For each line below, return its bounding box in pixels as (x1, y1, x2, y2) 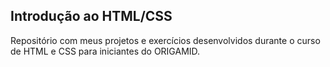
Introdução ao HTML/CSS (10, 8, 173, 25)
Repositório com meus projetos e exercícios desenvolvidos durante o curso (10, 34, 321, 46)
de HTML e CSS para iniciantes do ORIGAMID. (10, 45, 201, 57)
